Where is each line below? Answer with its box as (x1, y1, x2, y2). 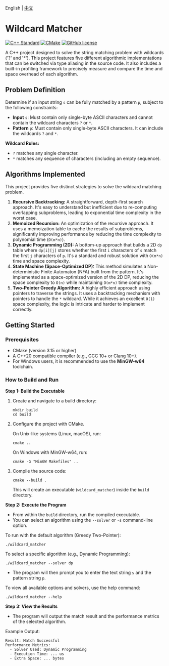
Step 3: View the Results (5, 603, 58, 609)
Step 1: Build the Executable (5, 388, 65, 394)
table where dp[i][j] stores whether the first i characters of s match (12, 247, 157, 253)
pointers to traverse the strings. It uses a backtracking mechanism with (12, 290, 160, 296)
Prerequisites (5, 336, 39, 343)
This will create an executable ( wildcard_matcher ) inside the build (12, 486, 149, 492)
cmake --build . (12, 478, 47, 483)
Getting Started (5, 321, 55, 329)
